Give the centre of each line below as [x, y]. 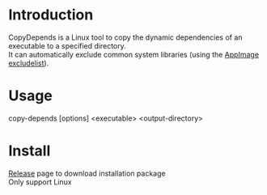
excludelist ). [29, 63]
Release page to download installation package [87, 173]
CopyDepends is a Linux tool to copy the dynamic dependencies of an [125, 37]
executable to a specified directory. [68, 45]
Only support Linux [40, 182]
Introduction [51, 15]
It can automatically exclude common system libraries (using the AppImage [134, 54]
